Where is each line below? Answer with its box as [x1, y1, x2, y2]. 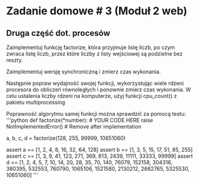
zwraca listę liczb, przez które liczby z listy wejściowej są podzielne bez [6, 50, 183, 57]
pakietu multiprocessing [6, 99, 66, 106]
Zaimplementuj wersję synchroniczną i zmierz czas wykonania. [6, 68, 161, 75]
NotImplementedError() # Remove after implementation [6, 123, 142, 130]
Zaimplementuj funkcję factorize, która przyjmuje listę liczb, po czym [6, 44, 175, 51]
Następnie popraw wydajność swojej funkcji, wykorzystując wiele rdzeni [6, 79, 184, 87]
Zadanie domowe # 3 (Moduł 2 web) [6, 4, 188, 18]
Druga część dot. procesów [6, 28, 110, 38]
